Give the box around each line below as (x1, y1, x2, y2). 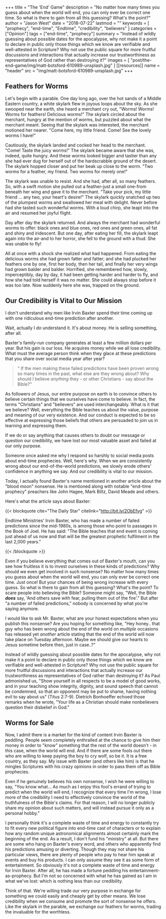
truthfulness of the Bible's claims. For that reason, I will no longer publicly (5, 799, 155, 806)
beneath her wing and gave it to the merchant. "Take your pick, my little (5, 189, 151, 195)
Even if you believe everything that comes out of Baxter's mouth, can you (5, 558, 155, 564)
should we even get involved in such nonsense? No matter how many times (5, 568, 159, 574)
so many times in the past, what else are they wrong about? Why (17, 371, 150, 377)
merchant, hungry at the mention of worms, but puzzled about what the (5, 117, 151, 123)
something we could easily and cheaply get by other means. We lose (5, 893, 146, 899)
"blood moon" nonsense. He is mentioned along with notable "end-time (5, 483, 151, 489)
